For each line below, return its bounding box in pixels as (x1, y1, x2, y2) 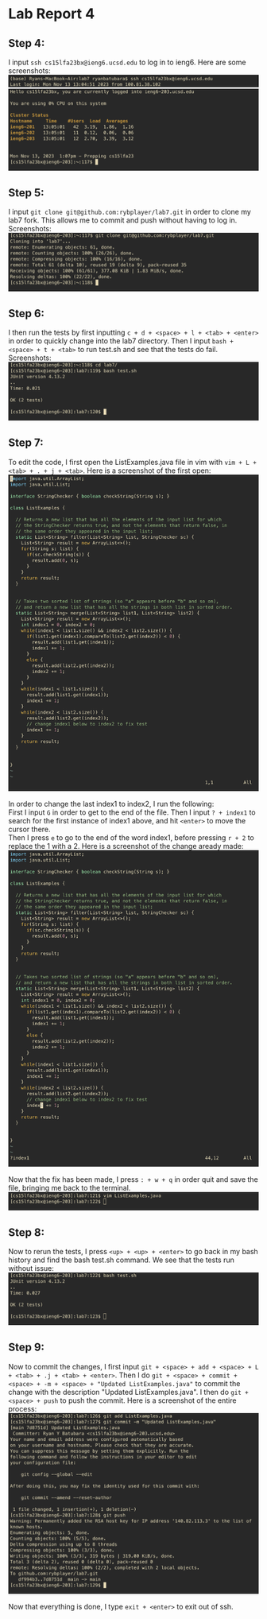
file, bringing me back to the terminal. (8, 1183, 131, 1193)
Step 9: (8, 1341, 45, 1354)
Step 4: (8, 37, 45, 50)
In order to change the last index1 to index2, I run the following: (8, 799, 215, 808)
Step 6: (8, 307, 45, 320)
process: (8, 1404, 37, 1413)
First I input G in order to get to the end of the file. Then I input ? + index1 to (8, 808, 256, 817)
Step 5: (8, 186, 45, 199)
